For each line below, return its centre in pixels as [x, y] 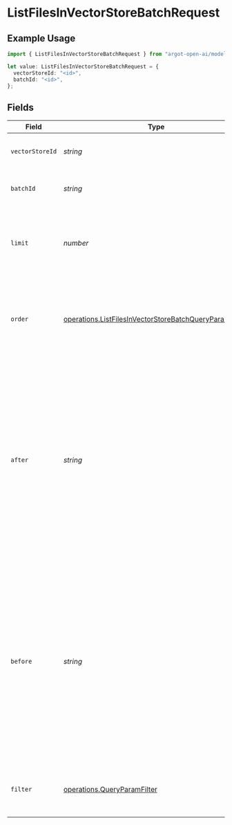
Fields [21, 108]
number [76, 243]
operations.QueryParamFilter [110, 790]
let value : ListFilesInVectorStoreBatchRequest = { [83, 66]
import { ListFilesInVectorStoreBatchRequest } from [85, 54]
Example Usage [41, 38]
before [21, 661]
